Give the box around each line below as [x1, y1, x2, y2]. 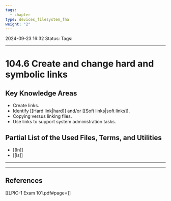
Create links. [12, 103, 39, 109]
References [5, 176, 43, 185]
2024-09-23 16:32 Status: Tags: [5, 36, 73, 42]
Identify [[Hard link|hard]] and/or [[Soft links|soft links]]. [12, 108, 130, 114]
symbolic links [5, 69, 68, 80]
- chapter [10, 12, 31, 17]
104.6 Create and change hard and [5, 58, 154, 70]
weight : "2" [5, 21, 31, 27]
